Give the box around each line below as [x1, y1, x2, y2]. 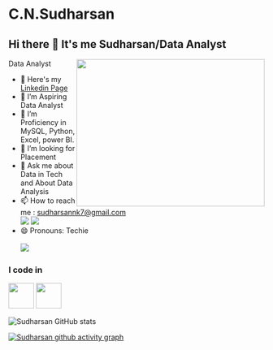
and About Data [19, 178, 73, 188]
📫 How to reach [19, 196, 76, 205]
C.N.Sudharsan [8, 5, 115, 24]
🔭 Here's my [19, 75, 62, 84]
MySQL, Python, [19, 127, 76, 136]
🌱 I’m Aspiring [19, 92, 67, 102]
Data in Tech [19, 170, 63, 179]
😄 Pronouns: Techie [19, 226, 89, 235]
